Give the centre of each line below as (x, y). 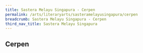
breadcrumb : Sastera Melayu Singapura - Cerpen (56, 19)
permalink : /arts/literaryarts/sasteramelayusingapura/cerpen (71, 14)
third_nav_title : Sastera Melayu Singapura (51, 24)
